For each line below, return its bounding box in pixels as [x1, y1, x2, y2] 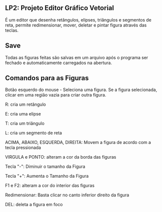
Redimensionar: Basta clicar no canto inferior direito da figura [5, 192, 129, 198]
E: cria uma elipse [5, 111, 41, 117]
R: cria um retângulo [5, 101, 46, 107]
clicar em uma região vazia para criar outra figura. [5, 92, 107, 98]
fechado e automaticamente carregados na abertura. [5, 60, 112, 66]
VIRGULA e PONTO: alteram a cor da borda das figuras [5, 154, 116, 160]
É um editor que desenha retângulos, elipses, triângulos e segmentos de [5, 17, 152, 23]
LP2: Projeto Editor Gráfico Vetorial [5, 4, 114, 12]
